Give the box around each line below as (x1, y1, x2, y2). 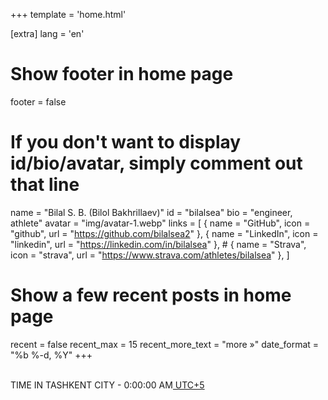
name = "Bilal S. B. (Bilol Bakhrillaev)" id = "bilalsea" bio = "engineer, (10, 206, 293, 218)
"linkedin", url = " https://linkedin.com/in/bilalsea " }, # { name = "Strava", (10, 238, 307, 250)
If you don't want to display (10, 131, 242, 154)
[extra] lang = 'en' (10, 28, 85, 39)
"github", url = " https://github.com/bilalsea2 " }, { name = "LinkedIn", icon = (10, 227, 319, 239)
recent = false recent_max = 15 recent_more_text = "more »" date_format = (10, 338, 320, 350)
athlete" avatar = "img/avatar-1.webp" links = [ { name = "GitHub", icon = (10, 217, 311, 229)
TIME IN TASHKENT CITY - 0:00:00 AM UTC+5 (10, 379, 205, 391)
